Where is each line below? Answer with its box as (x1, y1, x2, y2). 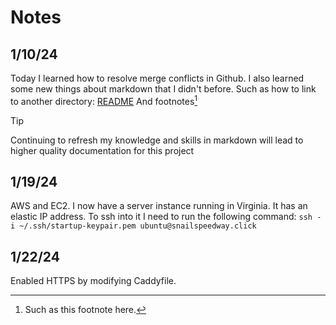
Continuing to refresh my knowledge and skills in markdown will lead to (10, 134, 304, 146)
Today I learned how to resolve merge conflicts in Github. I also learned (10, 72, 305, 84)
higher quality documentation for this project (10, 144, 195, 156)
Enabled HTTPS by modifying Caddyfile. (10, 275, 177, 287)
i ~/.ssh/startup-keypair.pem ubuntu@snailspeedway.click (10, 221, 257, 231)
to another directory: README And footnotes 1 (10, 94, 198, 107)
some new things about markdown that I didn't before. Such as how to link (10, 83, 317, 95)
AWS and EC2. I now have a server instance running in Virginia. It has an (10, 200, 308, 212)
